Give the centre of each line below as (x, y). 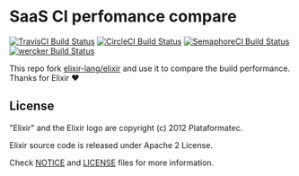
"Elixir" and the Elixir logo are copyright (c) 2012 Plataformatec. (126, 128)
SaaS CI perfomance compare (123, 17)
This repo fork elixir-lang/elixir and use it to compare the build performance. (149, 68)
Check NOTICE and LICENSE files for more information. (112, 163)
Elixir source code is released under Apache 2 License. (111, 145)
